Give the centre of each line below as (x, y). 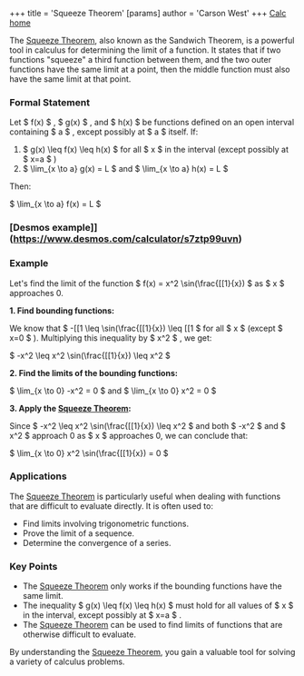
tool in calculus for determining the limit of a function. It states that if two (145, 50)
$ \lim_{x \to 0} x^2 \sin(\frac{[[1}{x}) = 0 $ (89, 452)
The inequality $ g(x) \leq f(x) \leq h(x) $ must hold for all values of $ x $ (158, 606)
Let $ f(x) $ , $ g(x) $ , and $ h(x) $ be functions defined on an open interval (152, 123)
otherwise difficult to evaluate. (79, 634)
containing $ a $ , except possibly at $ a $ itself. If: (104, 132)
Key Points (34, 566)
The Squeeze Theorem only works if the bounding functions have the (152, 586)
